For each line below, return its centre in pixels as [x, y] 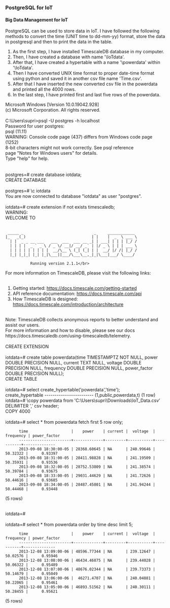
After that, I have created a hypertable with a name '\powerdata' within [87, 62]
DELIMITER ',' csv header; [32, 406]
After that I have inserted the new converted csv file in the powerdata [85, 84]
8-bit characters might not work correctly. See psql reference [70, 148]
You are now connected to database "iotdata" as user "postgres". [74, 196]
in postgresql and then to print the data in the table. [59, 42]
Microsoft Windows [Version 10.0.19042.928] [52, 105]
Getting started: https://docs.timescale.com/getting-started [75, 288]
